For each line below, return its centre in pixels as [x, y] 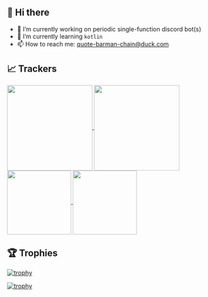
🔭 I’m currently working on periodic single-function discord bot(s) [109, 29]
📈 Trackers [32, 69]
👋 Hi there [28, 13]
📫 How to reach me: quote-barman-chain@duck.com [93, 44]
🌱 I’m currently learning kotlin [60, 36]
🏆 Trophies [32, 253]
